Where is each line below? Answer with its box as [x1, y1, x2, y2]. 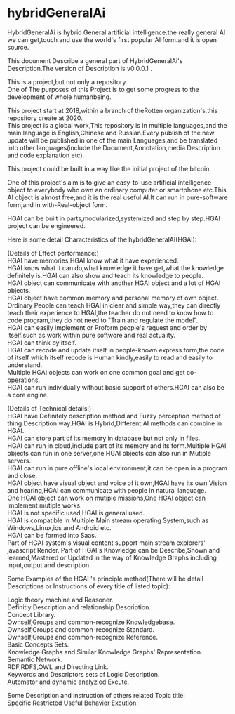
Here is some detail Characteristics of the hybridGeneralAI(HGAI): [7, 235, 197, 244]
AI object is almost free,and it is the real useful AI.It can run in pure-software [7, 193, 228, 201]
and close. [7, 471, 38, 480]
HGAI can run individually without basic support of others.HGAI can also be [7, 383, 224, 391]
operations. [7, 376, 41, 384]
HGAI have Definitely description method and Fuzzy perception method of [7, 411, 221, 420]
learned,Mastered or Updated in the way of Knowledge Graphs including [7, 553, 217, 562]
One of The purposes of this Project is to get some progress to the [7, 85, 199, 93]
